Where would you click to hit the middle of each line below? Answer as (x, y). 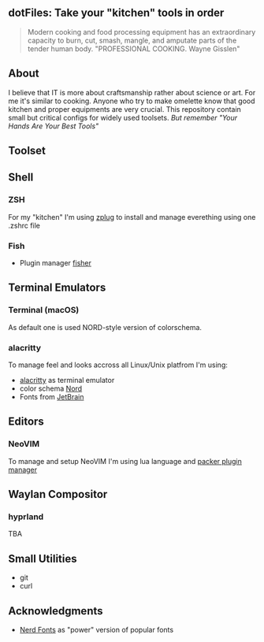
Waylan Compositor (58, 494)
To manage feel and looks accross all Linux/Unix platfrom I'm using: (118, 365)
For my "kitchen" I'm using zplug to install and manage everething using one (132, 217)
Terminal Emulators (57, 288)
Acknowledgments (56, 611)
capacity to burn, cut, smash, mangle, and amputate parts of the (132, 40)
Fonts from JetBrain (52, 396)
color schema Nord (51, 388)
